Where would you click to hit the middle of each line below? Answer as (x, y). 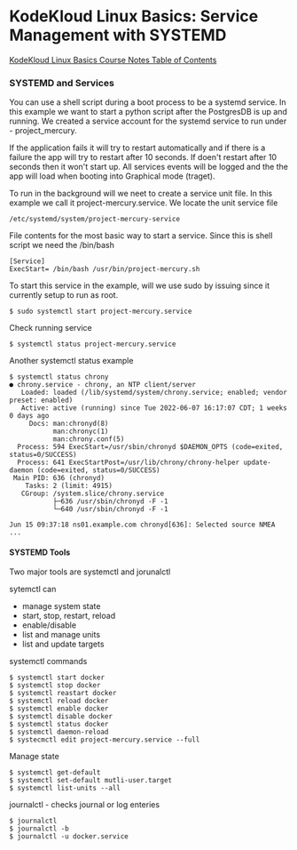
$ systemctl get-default (55, 773)
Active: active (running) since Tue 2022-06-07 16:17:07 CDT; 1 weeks (154, 408)
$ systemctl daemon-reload (59, 732)
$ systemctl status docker (59, 725)
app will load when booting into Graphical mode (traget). (112, 176)
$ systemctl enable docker (59, 709)
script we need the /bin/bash (62, 245)
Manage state (34, 757)
